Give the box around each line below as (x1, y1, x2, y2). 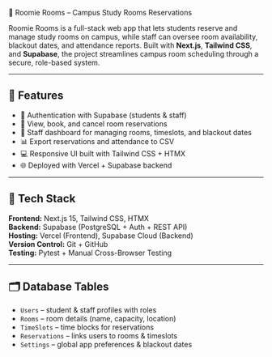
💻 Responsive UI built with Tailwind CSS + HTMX (19, 148, 186, 158)
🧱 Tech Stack (8, 192, 76, 206)
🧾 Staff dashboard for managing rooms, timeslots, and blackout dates (19, 127, 253, 137)
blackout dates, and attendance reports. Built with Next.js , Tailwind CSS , (8, 40, 253, 50)
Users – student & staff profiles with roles (19, 305, 157, 315)
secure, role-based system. (8, 57, 100, 67)
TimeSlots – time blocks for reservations (19, 322, 155, 332)
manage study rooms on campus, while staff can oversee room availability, (8, 32, 258, 41)
